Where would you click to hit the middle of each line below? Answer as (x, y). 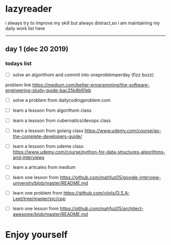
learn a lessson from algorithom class (52, 110)
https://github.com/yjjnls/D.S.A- (96, 193)
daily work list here (25, 28)
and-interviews (28, 157)
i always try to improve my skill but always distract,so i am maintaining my (83, 23)
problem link (18, 85)
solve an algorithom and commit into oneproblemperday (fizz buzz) (83, 75)
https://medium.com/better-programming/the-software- (91, 85)
